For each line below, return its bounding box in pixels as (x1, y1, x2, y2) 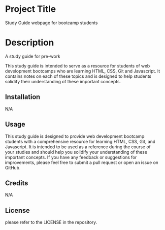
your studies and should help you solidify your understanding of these (5, 149, 148, 155)
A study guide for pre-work (5, 53, 61, 59)
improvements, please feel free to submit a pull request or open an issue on (5, 159, 159, 165)
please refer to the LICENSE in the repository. (5, 219, 98, 225)
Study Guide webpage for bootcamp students (5, 20, 98, 26)
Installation (5, 93, 40, 101)
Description (5, 37, 54, 48)
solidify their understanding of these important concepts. (5, 78, 121, 84)
